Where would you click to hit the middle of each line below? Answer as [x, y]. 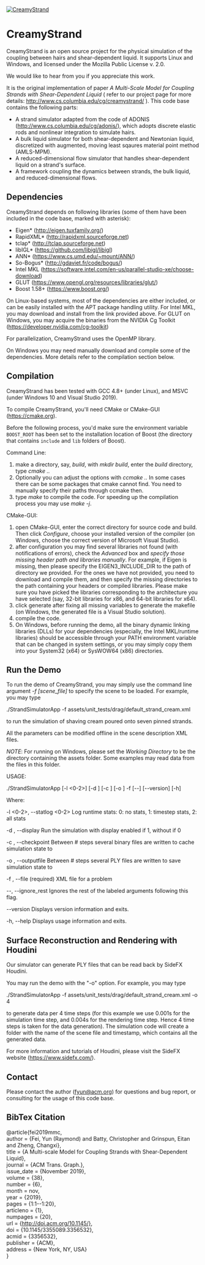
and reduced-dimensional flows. [56, 178]
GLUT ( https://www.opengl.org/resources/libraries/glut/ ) [86, 282]
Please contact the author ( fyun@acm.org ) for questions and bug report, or [101, 1092]
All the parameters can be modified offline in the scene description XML [97, 733]
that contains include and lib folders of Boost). [66, 440]
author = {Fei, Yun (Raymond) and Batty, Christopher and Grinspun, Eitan [98, 1138]
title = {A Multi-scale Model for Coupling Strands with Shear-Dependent [97, 1152]
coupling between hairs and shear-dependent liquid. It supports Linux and [100, 58]
